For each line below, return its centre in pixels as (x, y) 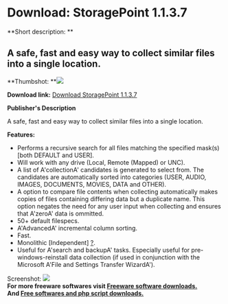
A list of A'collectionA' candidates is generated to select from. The (111, 169)
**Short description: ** (40, 32)
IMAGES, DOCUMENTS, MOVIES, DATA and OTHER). (92, 184)
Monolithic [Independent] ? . (56, 242)
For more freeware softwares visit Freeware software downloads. (102, 285)
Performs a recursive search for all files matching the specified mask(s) (118, 148)
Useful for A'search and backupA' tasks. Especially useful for (103, 250)
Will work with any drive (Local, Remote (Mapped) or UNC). (101, 162)
